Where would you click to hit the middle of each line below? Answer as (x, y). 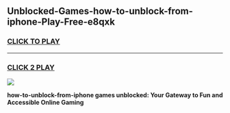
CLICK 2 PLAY (31, 67)
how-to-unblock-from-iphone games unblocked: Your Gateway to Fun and (115, 95)
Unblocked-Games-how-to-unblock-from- (100, 11)
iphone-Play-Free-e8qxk (61, 22)
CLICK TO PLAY (34, 42)
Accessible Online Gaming (46, 102)
